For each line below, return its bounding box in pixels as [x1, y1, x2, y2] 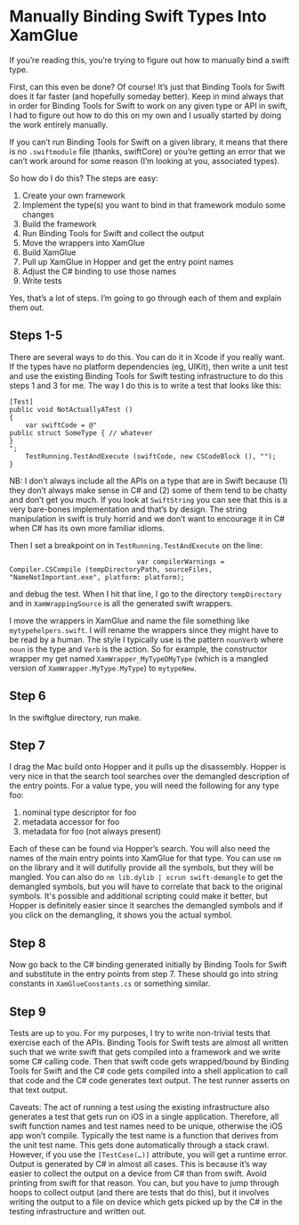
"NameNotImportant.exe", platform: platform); [9, 572, 185, 581]
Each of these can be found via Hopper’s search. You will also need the [9, 843, 271, 854]
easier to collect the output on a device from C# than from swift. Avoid [9, 1168, 267, 1179]
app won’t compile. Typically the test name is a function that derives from [9, 1130, 279, 1140]
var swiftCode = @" [25, 421, 98, 430]
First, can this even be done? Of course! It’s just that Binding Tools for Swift [9, 81, 285, 92]
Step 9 [9, 1004, 46, 1019]
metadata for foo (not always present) [21, 826, 162, 837]
